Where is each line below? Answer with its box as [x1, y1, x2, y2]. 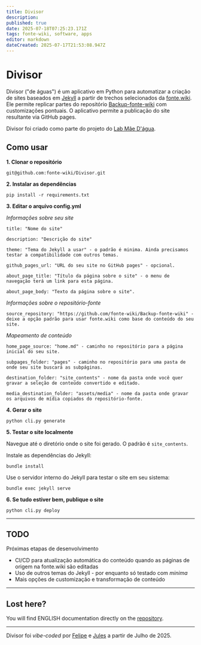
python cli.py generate [6, 418, 66, 424]
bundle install [6, 463, 44, 469]
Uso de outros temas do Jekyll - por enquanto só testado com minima [14, 569, 188, 577]
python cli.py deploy [6, 507, 60, 513]
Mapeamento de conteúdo [6, 331, 72, 339]
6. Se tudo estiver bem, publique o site [6, 496, 103, 503]
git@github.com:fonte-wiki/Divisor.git [6, 170, 106, 176]
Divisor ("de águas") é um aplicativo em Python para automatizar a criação [6, 88, 191, 95]
